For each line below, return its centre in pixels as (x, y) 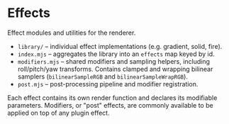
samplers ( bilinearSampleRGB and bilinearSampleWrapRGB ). (102, 77)
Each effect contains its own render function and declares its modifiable (112, 98)
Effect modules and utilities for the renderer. (72, 33)
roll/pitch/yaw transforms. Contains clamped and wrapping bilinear (115, 69)
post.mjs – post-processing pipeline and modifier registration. (108, 84)
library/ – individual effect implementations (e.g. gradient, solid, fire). (120, 46)
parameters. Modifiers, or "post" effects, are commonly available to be (111, 105)
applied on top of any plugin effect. (58, 113)
